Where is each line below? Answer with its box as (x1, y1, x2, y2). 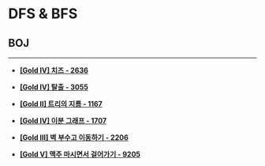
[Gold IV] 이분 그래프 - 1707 (19, 116, 107, 125)
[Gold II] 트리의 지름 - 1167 (19, 100, 103, 108)
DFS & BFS (8, 5, 78, 23)
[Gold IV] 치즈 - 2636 (19, 66, 89, 75)
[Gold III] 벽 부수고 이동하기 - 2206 (19, 133, 129, 142)
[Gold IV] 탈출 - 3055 (19, 82, 88, 92)
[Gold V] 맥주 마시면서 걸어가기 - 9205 (19, 149, 140, 159)
